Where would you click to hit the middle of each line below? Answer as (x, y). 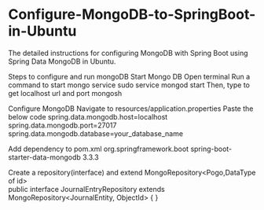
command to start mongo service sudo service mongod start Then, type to (129, 85)
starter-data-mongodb (44, 157)
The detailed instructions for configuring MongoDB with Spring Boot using (128, 53)
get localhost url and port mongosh (65, 93)
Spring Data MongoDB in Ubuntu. (62, 61)
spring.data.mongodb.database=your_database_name (95, 133)
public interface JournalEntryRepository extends (86, 189)
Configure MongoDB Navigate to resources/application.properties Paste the (131, 109)
